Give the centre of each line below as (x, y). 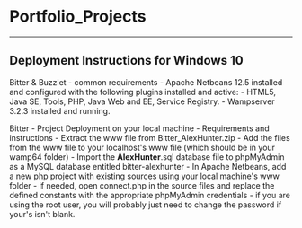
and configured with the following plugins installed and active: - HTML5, (143, 92)
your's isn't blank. (42, 214)
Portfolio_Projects (78, 17)
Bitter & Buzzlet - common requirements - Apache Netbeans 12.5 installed (146, 82)
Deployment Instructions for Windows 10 (127, 61)
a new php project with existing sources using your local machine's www (145, 176)
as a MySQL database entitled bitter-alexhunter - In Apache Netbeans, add (148, 166)
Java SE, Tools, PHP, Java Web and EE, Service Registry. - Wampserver (142, 101)
